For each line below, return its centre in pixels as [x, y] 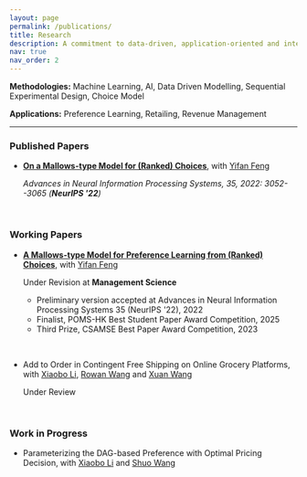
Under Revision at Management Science [100, 282]
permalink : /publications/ [61, 26]
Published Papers [49, 145]
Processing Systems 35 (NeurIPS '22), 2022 [120, 309]
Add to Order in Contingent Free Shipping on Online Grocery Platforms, [156, 364]
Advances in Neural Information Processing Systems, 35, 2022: [143, 184]
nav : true [28, 52]
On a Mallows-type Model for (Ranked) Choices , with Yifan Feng [146, 166]
